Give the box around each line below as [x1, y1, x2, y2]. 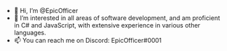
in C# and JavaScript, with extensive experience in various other [13, 21, 201, 29]
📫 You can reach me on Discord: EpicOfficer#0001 [13, 37, 163, 44]
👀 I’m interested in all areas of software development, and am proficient [13, 14, 221, 22]
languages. [13, 28, 47, 37]
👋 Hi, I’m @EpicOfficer [13, 7, 78, 14]
